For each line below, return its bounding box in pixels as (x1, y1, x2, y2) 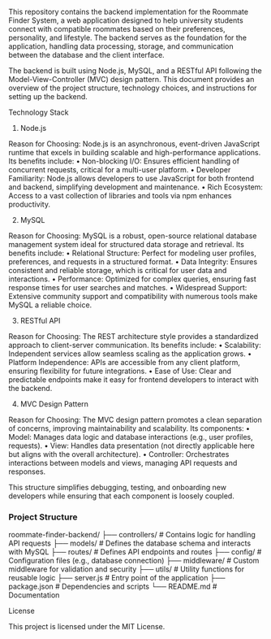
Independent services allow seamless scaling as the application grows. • (8, 349, 252, 359)
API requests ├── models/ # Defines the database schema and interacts (8, 538, 252, 548)
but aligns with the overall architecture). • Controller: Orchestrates (8, 450, 230, 459)
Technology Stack (8, 107, 69, 117)
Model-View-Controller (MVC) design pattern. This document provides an (8, 75, 255, 84)
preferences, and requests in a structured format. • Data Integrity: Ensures (8, 257, 258, 267)
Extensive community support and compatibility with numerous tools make (8, 292, 258, 301)
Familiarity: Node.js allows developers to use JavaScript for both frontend (8, 174, 255, 183)
